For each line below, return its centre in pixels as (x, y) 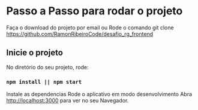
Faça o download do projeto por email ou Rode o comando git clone (90, 27)
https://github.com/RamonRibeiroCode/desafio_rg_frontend (80, 33)
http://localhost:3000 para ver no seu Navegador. (67, 100)
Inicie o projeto (34, 53)
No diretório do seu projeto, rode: (47, 67)
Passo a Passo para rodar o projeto (94, 11)
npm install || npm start (44, 82)
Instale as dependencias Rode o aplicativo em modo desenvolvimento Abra (99, 94)
